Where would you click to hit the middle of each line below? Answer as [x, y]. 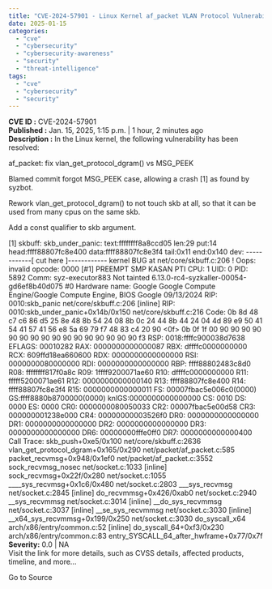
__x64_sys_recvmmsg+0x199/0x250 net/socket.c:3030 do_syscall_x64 [127, 519]
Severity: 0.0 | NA [39, 544]
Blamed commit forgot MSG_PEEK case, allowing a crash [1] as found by [129, 179]
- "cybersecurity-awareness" [65, 53]
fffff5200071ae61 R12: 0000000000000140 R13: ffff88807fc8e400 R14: [127, 381]
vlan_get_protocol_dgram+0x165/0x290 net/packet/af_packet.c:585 [122, 450]
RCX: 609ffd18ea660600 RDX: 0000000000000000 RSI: [104, 355]
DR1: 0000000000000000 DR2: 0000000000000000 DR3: [107, 424]
